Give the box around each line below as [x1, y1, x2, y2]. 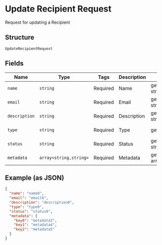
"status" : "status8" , [9, 209, 53, 214]
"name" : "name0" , [9, 191, 44, 196]
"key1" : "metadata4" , [13, 222, 57, 228]
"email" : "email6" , [9, 196, 49, 201]
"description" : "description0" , [9, 200, 75, 205]
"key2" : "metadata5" [13, 227, 55, 232]
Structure [5, 33, 35, 42]
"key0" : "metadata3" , [13, 218, 57, 223]
